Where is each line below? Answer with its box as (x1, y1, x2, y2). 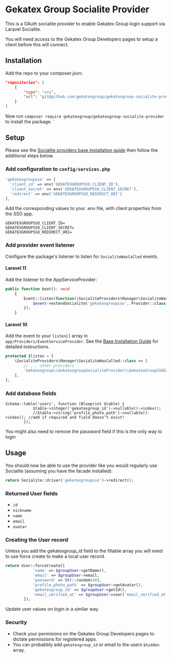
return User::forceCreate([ (5, 563, 66, 569)
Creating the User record (5, 536, 69, 543)
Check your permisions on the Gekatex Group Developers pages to (12, 630, 155, 636)
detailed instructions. (5, 344, 50, 350)
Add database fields (5, 389, 57, 397)
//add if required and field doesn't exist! (28, 415, 125, 420)
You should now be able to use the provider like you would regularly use (5, 462, 158, 468)
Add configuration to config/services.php (5, 165, 111, 173)
